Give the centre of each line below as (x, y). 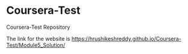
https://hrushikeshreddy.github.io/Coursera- (127, 38)
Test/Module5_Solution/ (36, 45)
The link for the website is (38, 38)
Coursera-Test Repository (38, 27)
